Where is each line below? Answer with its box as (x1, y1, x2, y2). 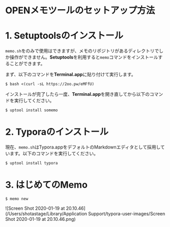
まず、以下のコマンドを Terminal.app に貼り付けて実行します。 (5, 71, 136, 78)
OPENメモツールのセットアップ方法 (5, 5, 155, 16)
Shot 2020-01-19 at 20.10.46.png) (5, 216, 76, 222)
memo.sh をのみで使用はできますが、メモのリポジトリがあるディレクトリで (5, 48, 159, 54)
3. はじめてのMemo (5, 179, 88, 191)
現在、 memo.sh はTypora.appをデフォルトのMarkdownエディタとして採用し (5, 144, 161, 150)
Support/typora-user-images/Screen (88, 211, 165, 217)
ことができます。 (9, 61, 45, 67)
